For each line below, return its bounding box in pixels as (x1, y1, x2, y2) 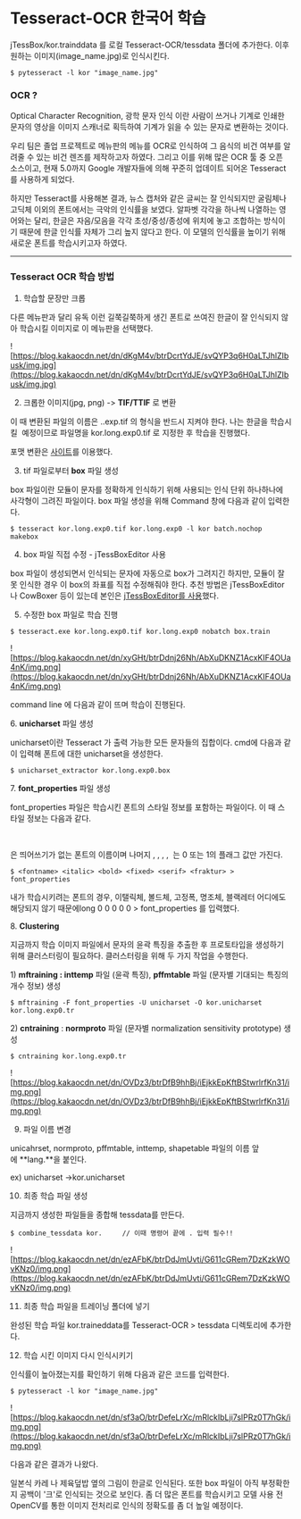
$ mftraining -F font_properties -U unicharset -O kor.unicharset (10, 997, 263, 1007)
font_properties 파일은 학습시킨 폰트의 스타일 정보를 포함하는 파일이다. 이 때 (10, 801, 276, 813)
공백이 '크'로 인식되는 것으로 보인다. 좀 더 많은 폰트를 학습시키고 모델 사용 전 (19, 1489, 284, 1499)
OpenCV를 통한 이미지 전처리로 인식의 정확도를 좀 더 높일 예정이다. (10, 1499, 244, 1510)
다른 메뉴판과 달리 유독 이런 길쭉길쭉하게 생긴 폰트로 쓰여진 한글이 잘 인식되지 (10, 312, 280, 322)
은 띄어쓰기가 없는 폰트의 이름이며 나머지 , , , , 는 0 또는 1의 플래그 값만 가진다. (10, 849, 284, 860)
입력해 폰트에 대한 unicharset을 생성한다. (19, 747, 163, 759)
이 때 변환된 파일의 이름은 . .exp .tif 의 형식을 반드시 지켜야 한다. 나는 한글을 (10, 416, 269, 427)
